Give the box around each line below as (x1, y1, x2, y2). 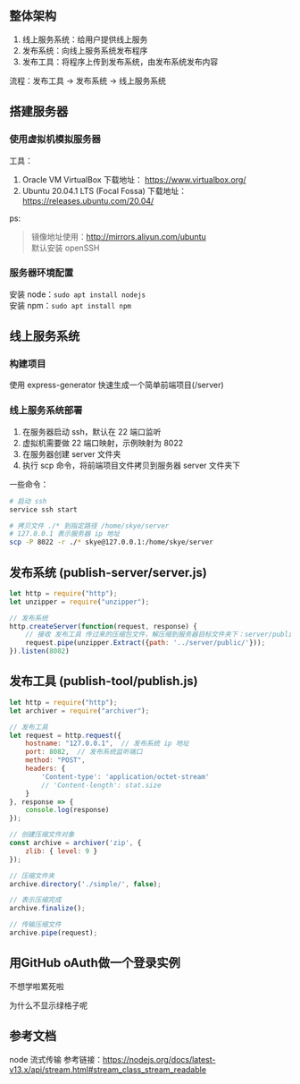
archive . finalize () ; (9, 904, 87, 913)
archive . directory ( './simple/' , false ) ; (9, 879, 162, 888)
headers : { (25, 764, 66, 774)
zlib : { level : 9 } (25, 846, 98, 856)
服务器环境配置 (9, 267, 74, 279)
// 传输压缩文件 (9, 920, 62, 929)
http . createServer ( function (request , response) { (9, 622, 198, 631)
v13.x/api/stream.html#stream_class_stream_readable (9, 1063, 207, 1075)
